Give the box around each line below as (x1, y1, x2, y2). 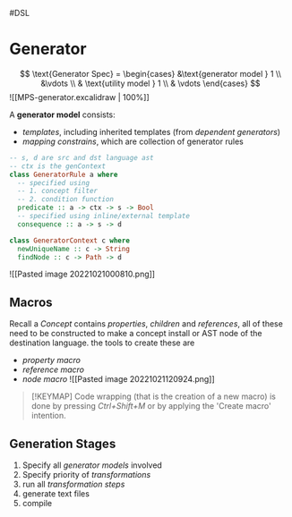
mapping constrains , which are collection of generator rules (21, 136, 244, 147)
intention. (30, 411, 67, 421)
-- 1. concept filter (17, 187, 99, 196)
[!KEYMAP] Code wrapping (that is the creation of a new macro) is (30, 391, 276, 402)
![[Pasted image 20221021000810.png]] (9, 268, 155, 280)
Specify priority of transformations (21, 470, 151, 480)
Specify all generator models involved (21, 460, 163, 470)
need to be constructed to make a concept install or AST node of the (9, 328, 262, 339)
